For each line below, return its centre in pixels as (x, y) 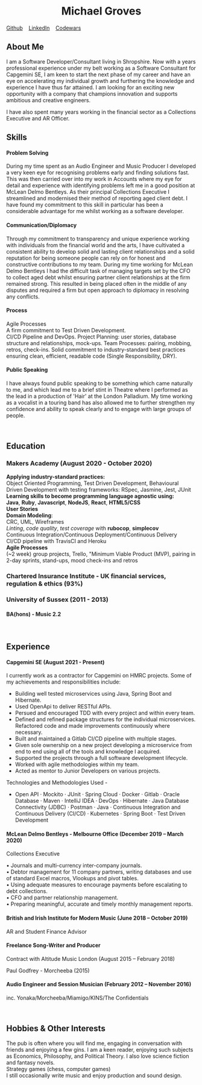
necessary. (29, 732)
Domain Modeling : (30, 515)
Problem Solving (27, 153)
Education (26, 446)
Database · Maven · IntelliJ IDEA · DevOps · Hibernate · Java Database (102, 801)
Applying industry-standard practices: (56, 477)
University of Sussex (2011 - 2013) (57, 599)
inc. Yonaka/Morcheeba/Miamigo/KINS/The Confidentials (77, 998)
